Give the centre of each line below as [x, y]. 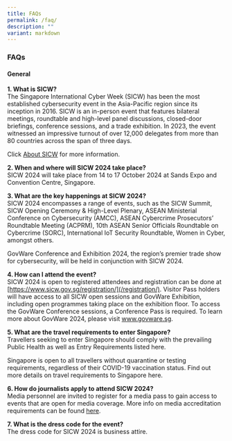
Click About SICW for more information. [64, 154]
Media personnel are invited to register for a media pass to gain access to [112, 396]
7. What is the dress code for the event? [65, 424]
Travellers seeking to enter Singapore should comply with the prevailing [109, 340]
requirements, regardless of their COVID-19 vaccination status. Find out [109, 368]
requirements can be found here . [54, 411]
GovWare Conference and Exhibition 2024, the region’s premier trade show [114, 253]
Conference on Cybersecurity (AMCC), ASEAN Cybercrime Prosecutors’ [110, 218]
